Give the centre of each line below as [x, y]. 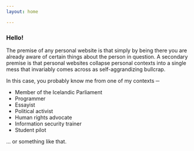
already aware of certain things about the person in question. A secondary [97, 56]
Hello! [15, 37]
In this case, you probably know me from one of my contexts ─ [83, 81]
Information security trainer [48, 123]
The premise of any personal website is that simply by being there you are [97, 50]
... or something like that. [36, 141]
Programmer [30, 98]
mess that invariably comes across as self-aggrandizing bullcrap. [86, 69]
